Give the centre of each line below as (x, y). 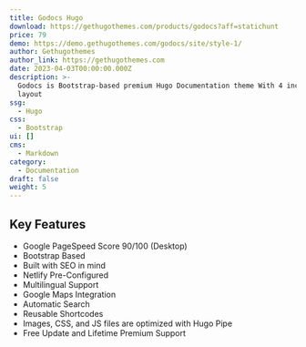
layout (30, 94)
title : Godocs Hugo (46, 18)
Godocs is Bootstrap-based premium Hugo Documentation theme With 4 (150, 86)
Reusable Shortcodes (63, 313)
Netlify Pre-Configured (66, 275)
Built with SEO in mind (64, 265)
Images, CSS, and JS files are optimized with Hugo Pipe (127, 323)
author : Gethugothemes (52, 52)
